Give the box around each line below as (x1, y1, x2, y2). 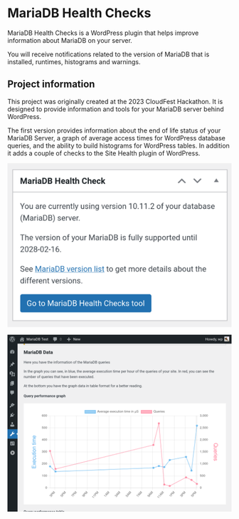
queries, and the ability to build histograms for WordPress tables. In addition (7, 141, 230, 150)
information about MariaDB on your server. (7, 36, 133, 44)
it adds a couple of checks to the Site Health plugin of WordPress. (7, 148, 201, 158)
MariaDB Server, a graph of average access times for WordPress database (7, 133, 226, 142)
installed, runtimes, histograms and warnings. (7, 57, 141, 66)
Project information (7, 78, 95, 91)
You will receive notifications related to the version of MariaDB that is (7, 50, 210, 58)
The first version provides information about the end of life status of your (7, 126, 221, 135)
